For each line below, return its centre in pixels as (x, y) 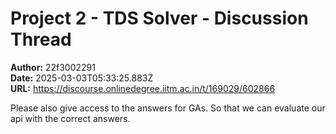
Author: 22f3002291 (53, 67)
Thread (41, 39)
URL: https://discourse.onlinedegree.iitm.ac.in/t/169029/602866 (143, 88)
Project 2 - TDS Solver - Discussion (159, 18)
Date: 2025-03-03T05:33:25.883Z (82, 78)
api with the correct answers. (70, 118)
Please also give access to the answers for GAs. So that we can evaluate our (168, 108)
